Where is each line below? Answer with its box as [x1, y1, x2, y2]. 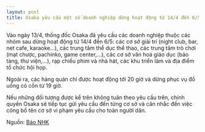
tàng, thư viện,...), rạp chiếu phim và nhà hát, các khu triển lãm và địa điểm [6, 57, 195, 64]
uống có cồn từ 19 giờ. [6, 82, 63, 89]
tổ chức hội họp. [6, 63, 48, 71]
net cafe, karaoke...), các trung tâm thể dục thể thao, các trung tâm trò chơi [6, 44, 196, 52]
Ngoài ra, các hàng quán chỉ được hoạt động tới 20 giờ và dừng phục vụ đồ [6, 75, 195, 83]
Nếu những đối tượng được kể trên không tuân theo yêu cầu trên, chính [6, 94, 185, 101]
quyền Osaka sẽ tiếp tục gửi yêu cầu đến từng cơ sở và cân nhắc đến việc [6, 100, 193, 107]
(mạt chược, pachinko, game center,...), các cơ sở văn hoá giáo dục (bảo [6, 50, 189, 58]
